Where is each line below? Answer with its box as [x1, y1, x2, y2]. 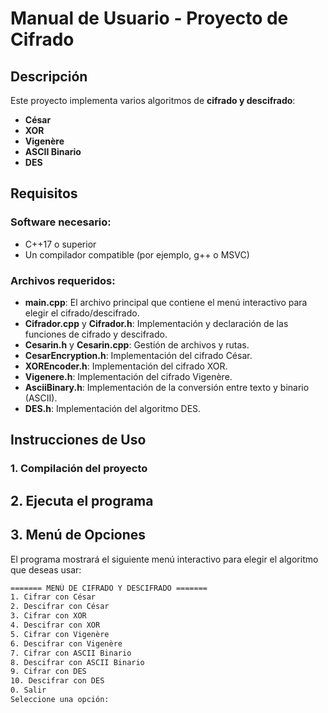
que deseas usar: [10, 563, 82, 576]
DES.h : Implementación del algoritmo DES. [24, 402, 202, 414]
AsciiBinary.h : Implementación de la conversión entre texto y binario [24, 381, 310, 393]
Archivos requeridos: [10, 273, 116, 287]
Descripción [10, 68, 88, 85]
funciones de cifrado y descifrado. [24, 328, 168, 340]
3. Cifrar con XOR [10, 611, 87, 621]
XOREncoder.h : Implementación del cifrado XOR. [24, 360, 228, 372]
